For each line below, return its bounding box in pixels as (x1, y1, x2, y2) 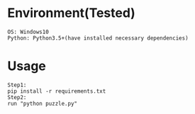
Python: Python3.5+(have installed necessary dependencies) (7, 34, 189, 42)
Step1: (7, 81, 27, 89)
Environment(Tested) (7, 5, 136, 21)
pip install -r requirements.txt (7, 87, 106, 95)
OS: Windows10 (7, 28, 50, 35)
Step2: (7, 93, 27, 101)
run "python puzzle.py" (7, 100, 78, 107)
